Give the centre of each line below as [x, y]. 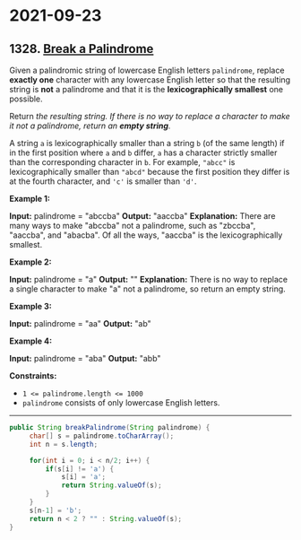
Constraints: [33, 376]
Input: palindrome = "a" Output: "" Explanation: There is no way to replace [149, 279]
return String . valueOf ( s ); [112, 485]
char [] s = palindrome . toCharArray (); [102, 436]
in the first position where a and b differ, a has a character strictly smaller [143, 152]
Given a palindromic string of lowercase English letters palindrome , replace [147, 70]
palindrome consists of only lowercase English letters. [121, 403]
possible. [26, 99]
